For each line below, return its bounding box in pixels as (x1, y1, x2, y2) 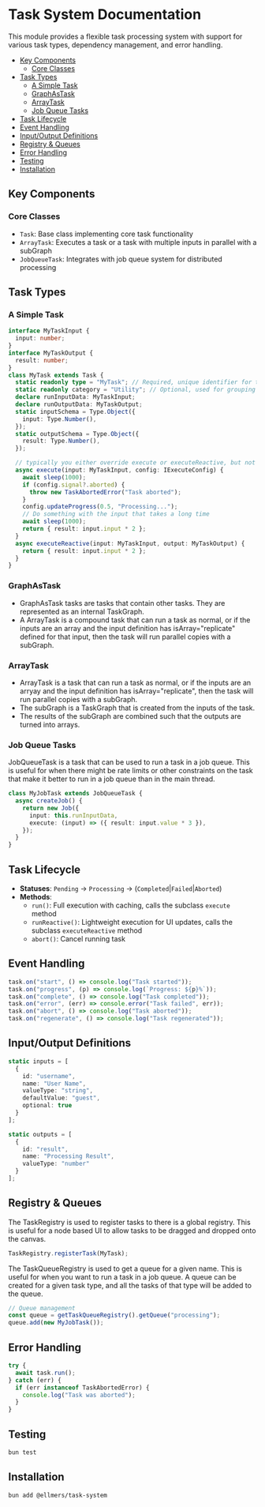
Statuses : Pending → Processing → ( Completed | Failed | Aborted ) (19, 884, 222, 893)
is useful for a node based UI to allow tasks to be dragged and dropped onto (8, 1226, 256, 1235)
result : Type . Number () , (22, 437, 101, 445)
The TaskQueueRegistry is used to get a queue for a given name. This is (8, 1264, 242, 1273)
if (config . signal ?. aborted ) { (22, 480, 125, 489)
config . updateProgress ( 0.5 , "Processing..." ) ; (22, 503, 178, 511)
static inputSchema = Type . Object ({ (15, 408, 136, 415)
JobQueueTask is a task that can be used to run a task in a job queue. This (8, 757, 250, 767)
